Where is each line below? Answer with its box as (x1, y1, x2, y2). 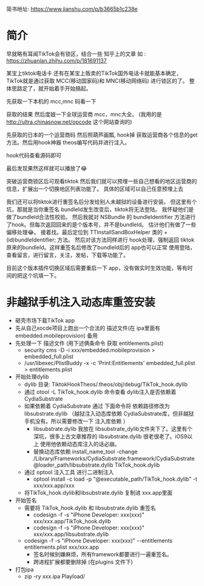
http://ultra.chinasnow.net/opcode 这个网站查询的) (6, 118, 132, 125)
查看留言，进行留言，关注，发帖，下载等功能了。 (6, 251, 129, 259)
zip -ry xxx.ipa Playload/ (24, 573, 86, 580)
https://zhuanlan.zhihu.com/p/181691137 (6, 57, 107, 64)
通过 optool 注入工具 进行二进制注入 (24, 468, 114, 476)
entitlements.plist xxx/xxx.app (24, 543, 99, 551)
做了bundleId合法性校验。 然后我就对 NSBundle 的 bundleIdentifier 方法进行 (6, 213, 196, 220)
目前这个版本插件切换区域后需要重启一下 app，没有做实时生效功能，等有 (6, 264, 188, 271)
